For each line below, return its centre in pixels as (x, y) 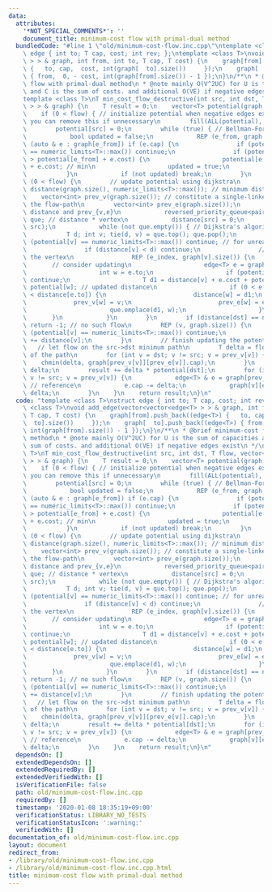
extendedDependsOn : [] (54, 762)
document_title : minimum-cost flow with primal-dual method (126, 39)
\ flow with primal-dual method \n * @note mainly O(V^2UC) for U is (141, 84)
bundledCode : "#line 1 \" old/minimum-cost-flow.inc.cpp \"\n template (134, 46)
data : (17, 16)
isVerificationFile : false (61, 785)
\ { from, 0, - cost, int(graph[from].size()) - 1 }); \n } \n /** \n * (141, 76)
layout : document (38, 845)
